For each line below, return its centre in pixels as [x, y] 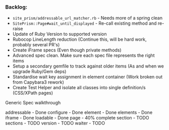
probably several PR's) [36, 45]
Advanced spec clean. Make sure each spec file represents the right [83, 55]
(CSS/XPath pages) [33, 93]
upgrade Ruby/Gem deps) [39, 72]
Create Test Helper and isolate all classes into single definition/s [79, 88]
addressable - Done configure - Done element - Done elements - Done [79, 112]
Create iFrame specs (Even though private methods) [67, 50]
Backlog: [16, 7]
